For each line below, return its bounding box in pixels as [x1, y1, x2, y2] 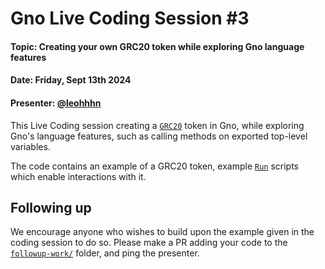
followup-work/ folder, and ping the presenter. [10, 247, 200, 259]
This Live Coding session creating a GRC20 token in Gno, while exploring [10, 119, 305, 131]
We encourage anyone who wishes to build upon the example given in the [10, 226, 315, 238]
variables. [10, 140, 51, 152]
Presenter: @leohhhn [10, 97, 102, 109]
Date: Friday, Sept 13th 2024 [10, 74, 132, 86]
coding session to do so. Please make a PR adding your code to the [10, 237, 288, 249]
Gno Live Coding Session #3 [10, 7, 250, 30]
